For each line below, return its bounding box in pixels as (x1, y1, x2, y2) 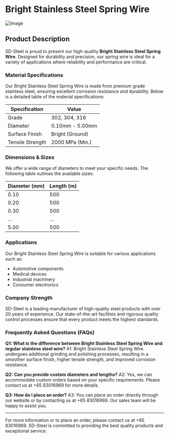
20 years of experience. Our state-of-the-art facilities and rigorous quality (5, 311, 158, 317)
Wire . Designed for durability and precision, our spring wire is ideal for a (5, 53, 155, 59)
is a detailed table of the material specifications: (5, 94, 105, 100)
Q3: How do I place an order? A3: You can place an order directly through (5, 392, 158, 398)
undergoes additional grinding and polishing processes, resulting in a (5, 351, 148, 357)
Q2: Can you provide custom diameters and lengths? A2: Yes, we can (5, 371, 152, 378)
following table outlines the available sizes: (5, 170, 94, 177)
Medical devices (12, 271, 47, 277)
